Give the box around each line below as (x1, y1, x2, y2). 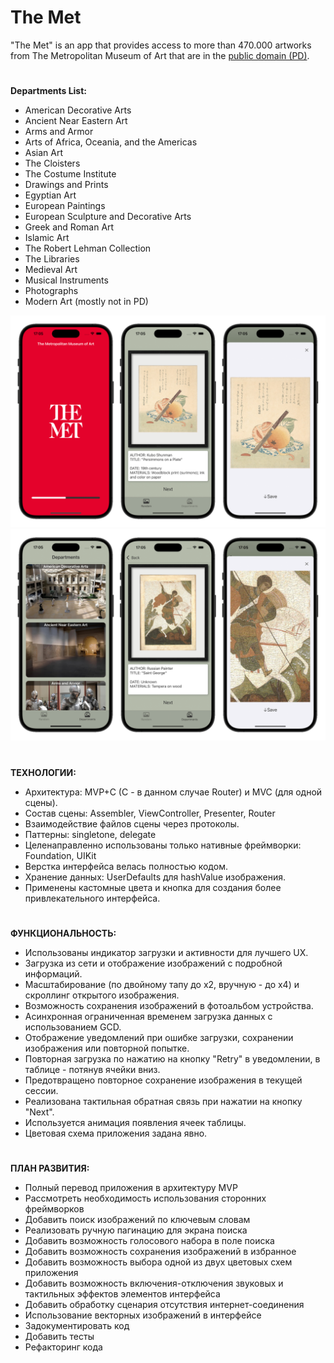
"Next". (24, 1106, 55, 1118)
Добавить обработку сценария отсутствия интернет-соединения (24, 1298, 305, 1310)
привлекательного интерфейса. (24, 892, 161, 904)
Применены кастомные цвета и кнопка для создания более (24, 881, 282, 893)
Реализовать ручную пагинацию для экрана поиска (24, 1224, 248, 1236)
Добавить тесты (24, 1330, 95, 1342)
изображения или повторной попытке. (24, 1042, 190, 1054)
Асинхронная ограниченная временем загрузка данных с (24, 1010, 273, 1022)
